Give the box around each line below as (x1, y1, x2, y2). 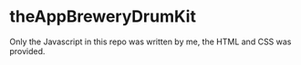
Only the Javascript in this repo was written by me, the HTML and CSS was (9, 36, 292, 47)
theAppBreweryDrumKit (9, 6, 196, 27)
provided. (9, 45, 46, 56)
